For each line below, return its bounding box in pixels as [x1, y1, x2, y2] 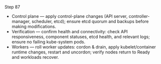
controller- [128, 13, 150, 19]
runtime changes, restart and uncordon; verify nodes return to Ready [11, 49, 150, 55]
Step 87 [4, 4, 20, 10]
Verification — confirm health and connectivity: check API [11, 29, 128, 34]
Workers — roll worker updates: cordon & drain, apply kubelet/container [11, 44, 156, 50]
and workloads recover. [11, 54, 59, 60]
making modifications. [11, 24, 56, 29]
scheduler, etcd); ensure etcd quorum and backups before [32, 19, 149, 24]
